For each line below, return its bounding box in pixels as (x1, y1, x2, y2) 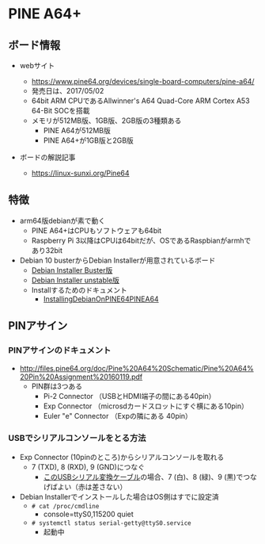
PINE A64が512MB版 (43, 126, 111, 135)
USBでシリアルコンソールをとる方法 (8, 433, 146, 444)
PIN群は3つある (31, 381, 83, 391)
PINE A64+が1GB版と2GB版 (43, 136, 134, 145)
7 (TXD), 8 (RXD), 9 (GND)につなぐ (31, 462, 145, 472)
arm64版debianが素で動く (19, 216, 105, 225)
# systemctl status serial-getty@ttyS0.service (31, 519, 191, 527)
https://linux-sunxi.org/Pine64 (31, 168, 130, 178)
